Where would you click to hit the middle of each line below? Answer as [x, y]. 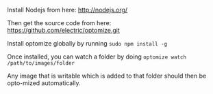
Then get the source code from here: [59, 23]
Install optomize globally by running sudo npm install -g [87, 43]
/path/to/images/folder [41, 63]
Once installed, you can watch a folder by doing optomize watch [97, 57]
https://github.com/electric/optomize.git [63, 30]
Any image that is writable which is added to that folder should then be [107, 76]
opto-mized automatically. [44, 83]
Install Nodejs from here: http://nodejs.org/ [67, 10]
